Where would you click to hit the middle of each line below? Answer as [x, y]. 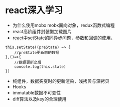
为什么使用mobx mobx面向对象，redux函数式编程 [64, 25]
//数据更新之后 [28, 62]
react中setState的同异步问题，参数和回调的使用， [64, 38]
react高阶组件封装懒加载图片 [42, 31]
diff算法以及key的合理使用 [39, 99]
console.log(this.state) [40, 67]
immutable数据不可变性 [37, 92]
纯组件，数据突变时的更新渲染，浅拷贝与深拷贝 [61, 81]
